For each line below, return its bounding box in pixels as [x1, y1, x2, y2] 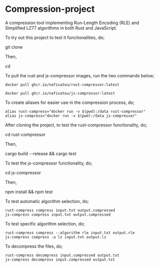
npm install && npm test [5, 189, 53, 195]
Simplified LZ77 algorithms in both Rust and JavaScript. [5, 25, 117, 31]
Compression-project [5, 3, 95, 15]
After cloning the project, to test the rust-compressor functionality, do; [5, 122, 147, 128]
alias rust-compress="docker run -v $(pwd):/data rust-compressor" [5, 109, 146, 114]
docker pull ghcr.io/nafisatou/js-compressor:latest [5, 91, 115, 96]
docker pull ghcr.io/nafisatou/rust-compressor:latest [5, 82, 120, 87]
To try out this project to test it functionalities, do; [5, 34, 105, 40]
